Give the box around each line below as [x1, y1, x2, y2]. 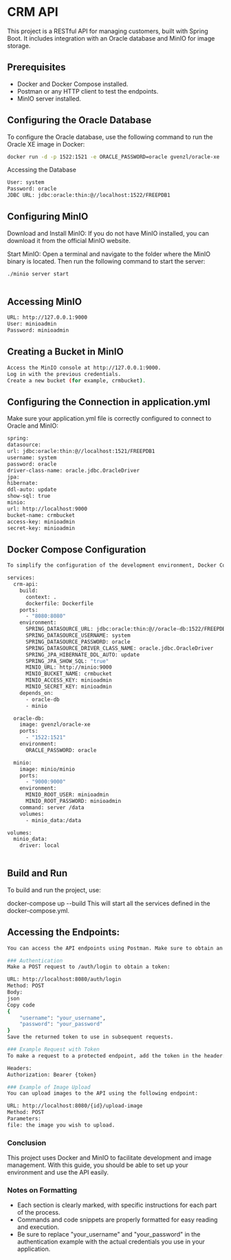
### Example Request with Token [7, 1046, 100, 1053]
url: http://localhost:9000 [7, 505, 88, 512]
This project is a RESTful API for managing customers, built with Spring [7, 27, 208, 35]
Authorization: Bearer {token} [7, 1071, 97, 1078]
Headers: [7, 1064, 32, 1071]
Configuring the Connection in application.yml [7, 396, 211, 408]
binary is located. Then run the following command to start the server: [7, 257, 206, 265]
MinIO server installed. [16, 94, 81, 103]
